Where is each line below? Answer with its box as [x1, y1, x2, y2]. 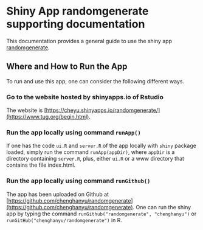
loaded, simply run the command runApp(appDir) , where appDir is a [6, 148, 175, 156]
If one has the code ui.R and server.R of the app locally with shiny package [6, 142, 196, 150]
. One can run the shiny [132, 203, 191, 211]
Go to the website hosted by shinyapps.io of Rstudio [6, 92, 164, 101]
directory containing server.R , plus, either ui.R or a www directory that [6, 155, 184, 162]
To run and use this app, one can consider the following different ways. [6, 77, 184, 85]
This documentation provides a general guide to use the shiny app [6, 37, 172, 44]
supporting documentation [6, 17, 145, 31]
